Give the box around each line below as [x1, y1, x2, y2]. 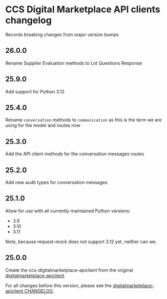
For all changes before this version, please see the [5, 282, 112, 288]
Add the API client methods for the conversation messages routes [5, 151, 144, 157]
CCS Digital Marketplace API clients [5, 4, 160, 15]
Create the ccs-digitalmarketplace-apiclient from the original [5, 267, 133, 273]
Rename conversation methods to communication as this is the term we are [5, 117, 162, 123]
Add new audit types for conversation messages [5, 180, 108, 185]
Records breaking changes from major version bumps [5, 31, 119, 37]
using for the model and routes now [5, 122, 81, 129]
